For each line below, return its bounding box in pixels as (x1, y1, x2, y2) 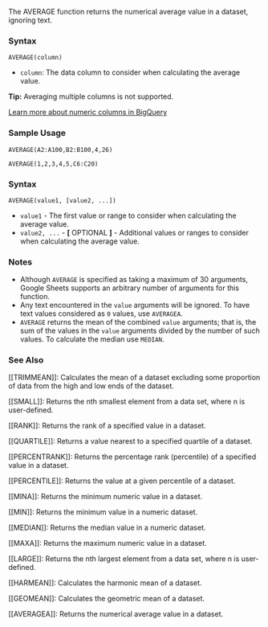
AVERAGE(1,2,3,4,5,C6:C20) (8, 160, 99, 168)
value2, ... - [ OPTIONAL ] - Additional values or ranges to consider (19, 227, 250, 237)
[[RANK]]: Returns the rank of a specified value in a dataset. (8, 421, 206, 431)
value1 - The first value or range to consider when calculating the (19, 211, 237, 220)
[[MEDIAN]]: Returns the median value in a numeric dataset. (8, 522, 206, 533)
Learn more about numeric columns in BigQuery (8, 108, 168, 117)
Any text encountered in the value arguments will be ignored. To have (19, 301, 250, 310)
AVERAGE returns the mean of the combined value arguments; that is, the (19, 318, 257, 327)
